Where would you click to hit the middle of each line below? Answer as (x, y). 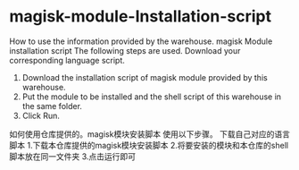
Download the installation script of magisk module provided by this (145, 77)
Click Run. (41, 115)
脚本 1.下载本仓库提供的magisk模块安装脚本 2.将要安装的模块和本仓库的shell (149, 145)
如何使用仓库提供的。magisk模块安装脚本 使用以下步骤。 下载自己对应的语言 (150, 134)
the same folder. (52, 106)
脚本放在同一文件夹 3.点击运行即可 (73, 156)
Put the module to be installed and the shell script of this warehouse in (152, 97)
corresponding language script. (67, 60)
